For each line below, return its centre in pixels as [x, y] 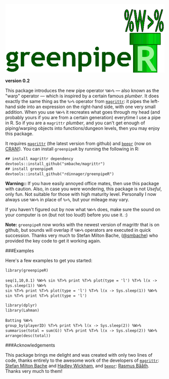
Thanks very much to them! [34, 371]
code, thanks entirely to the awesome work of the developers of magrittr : [82, 360]
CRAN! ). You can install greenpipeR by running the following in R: [72, 149]
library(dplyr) [21, 305]
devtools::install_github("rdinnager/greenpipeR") [60, 174]
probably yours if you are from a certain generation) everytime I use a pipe [83, 117]
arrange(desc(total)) [28, 336]
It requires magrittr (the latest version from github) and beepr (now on [78, 143]
